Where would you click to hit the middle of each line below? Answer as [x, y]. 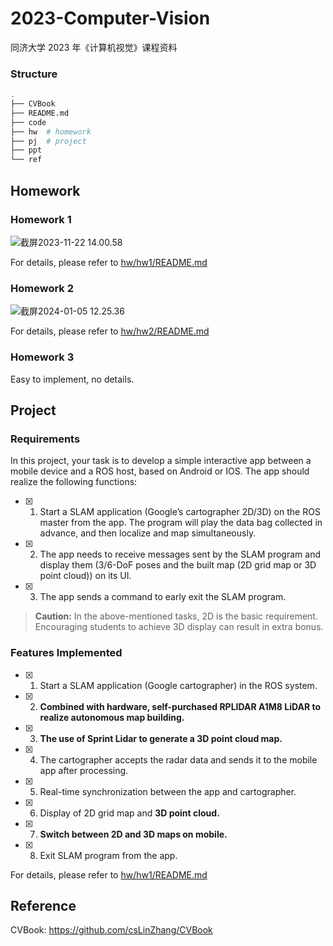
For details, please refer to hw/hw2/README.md [110, 331]
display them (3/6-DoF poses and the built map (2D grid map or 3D [178, 565]
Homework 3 [42, 357]
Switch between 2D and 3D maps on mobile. [133, 834]
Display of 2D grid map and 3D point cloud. [129, 813]
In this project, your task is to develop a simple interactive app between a [161, 461]
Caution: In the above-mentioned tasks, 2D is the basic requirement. [176, 616]
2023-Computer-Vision [110, 18]
